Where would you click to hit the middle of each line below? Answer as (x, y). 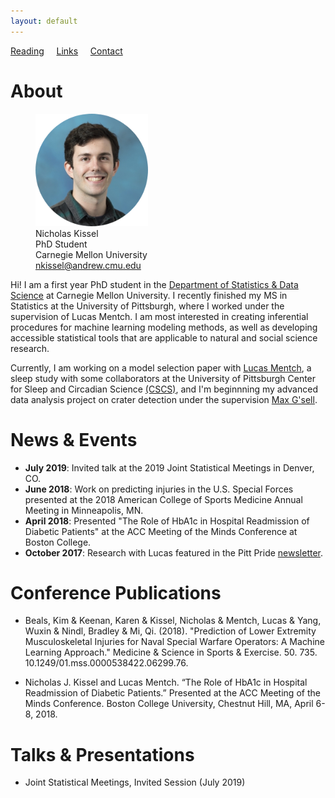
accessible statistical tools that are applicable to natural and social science (164, 337)
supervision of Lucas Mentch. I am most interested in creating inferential (159, 316)
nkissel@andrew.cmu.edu (88, 265)
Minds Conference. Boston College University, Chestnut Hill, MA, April (169, 704)
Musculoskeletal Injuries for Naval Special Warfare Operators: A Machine (174, 642)
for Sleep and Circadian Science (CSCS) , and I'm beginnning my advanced (164, 389)
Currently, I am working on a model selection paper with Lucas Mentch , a (161, 367)
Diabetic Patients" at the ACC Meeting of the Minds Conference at (161, 531)
